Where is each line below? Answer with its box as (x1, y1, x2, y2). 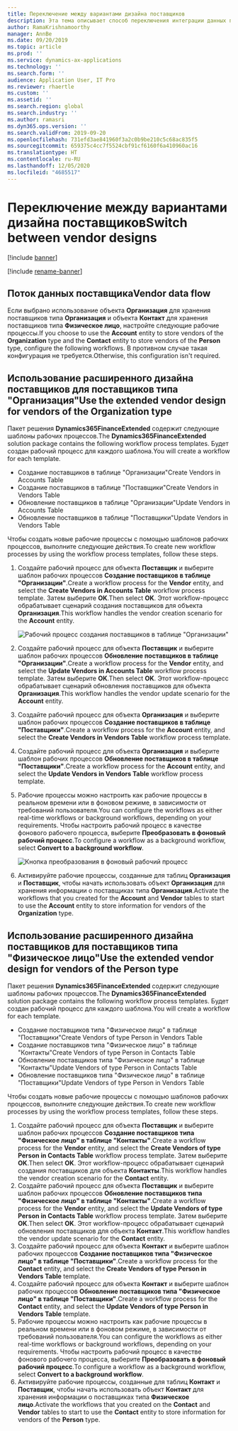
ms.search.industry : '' (7, 109, 78, 116)
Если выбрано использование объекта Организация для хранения (7, 306, 211, 315)
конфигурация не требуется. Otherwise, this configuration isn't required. (7, 352, 221, 360)
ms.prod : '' (7, 50, 42, 58)
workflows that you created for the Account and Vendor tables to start (17, 894, 225, 903)
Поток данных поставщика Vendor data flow (7, 287, 211, 299)
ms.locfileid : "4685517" (7, 168, 81, 176)
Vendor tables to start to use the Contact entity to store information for (17, 1408, 226, 1416)
